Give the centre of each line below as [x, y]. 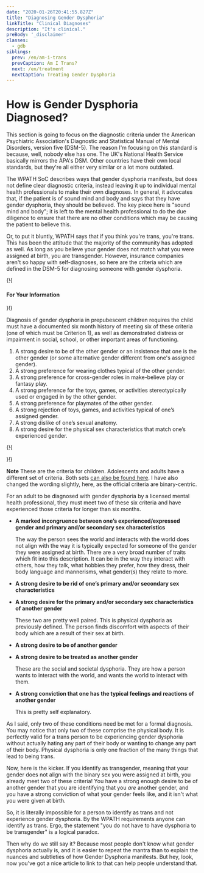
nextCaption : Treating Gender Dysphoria [64, 75]
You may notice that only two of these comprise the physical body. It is [95, 731]
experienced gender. [41, 436]
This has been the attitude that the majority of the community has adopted [100, 243]
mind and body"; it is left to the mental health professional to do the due [97, 212]
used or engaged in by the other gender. [66, 397]
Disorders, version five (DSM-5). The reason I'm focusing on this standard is [102, 148]
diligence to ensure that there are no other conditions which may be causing [102, 218]
